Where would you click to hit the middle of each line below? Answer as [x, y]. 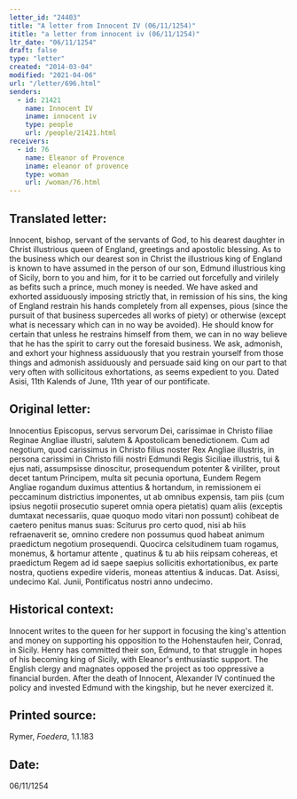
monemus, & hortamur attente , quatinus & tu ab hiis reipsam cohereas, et [144, 553]
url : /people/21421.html [71, 133]
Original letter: [50, 409]
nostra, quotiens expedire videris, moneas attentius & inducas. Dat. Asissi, [145, 572]
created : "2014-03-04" [51, 67]
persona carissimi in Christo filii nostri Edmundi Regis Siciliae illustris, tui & [145, 459]
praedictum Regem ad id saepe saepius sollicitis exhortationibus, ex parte [144, 562]
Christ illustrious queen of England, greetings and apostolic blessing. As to [145, 249]
